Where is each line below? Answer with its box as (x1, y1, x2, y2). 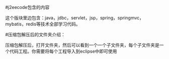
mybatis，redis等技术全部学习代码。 (5, 21, 80, 27)
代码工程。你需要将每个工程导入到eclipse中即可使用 (9, 49, 117, 54)
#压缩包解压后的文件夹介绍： (5, 32, 65, 37)
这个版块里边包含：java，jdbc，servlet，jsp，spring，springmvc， (5, 15, 144, 21)
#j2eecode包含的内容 (5, 4, 50, 10)
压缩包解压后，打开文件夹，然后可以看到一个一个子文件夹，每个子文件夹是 (5, 42, 159, 48)
